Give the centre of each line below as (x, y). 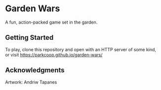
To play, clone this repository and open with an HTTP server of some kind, (81, 49)
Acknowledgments (35, 70)
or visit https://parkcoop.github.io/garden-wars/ (54, 55)
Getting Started (29, 38)
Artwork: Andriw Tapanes (31, 82)
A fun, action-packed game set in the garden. (51, 22)
